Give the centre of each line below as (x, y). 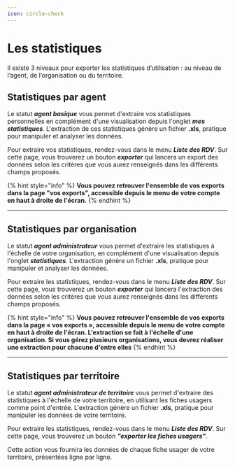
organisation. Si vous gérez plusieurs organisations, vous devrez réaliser (115, 340)
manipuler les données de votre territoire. (67, 415)
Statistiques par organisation (72, 229)
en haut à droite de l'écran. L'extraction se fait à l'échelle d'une (100, 332)
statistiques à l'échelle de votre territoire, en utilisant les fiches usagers (110, 400)
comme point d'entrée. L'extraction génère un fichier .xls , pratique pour (111, 407)
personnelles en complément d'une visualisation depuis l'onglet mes (106, 121)
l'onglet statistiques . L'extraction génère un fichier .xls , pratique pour (108, 261)
